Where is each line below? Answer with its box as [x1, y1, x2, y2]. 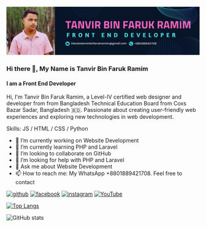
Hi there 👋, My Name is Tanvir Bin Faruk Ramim [6, 64, 148, 73]
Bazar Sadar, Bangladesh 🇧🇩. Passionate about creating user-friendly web [6, 106, 196, 114]
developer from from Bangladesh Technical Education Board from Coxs [6, 100, 187, 107]
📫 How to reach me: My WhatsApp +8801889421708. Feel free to [15, 169, 183, 177]
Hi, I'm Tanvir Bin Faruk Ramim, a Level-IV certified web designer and [6, 93, 182, 101]
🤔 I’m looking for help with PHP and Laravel [15, 157, 124, 164]
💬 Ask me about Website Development [15, 163, 113, 170]
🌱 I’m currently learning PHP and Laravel [15, 143, 118, 151]
